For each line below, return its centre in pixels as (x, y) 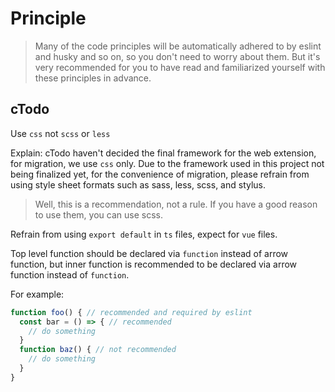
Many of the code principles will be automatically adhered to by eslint (178, 46)
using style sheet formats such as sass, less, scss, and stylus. (138, 184)
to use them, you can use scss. (98, 214)
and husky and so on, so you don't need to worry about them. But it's (177, 56)
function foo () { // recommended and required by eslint (131, 312)
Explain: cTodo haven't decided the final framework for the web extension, (163, 153)
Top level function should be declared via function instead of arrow (149, 253)
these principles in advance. (93, 78)
